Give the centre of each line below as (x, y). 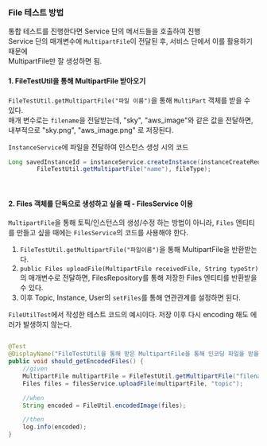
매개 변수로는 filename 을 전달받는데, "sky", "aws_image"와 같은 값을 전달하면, (131, 120)
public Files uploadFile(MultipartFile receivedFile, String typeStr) (139, 269)
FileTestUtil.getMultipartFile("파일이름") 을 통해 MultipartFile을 (125, 250)
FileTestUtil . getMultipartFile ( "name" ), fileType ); (124, 169)
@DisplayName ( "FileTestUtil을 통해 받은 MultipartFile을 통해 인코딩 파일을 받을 (134, 354)
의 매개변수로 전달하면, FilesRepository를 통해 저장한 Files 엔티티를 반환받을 (138, 278)
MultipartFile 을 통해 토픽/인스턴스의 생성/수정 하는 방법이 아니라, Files (121, 223)
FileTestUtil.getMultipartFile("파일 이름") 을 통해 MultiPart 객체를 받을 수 (130, 100)
